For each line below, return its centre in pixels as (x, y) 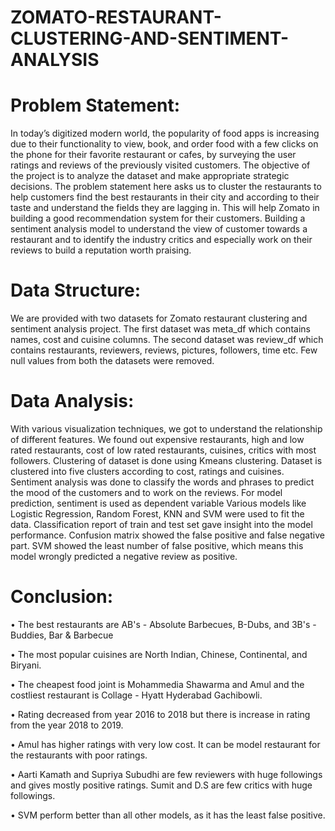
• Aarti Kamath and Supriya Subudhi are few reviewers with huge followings (166, 774)
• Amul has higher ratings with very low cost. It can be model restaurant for (165, 744)
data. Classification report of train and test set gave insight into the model (161, 524)
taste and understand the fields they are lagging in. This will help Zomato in (165, 208)
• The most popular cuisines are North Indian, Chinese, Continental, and (159, 654)
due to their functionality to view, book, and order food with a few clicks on (164, 144)
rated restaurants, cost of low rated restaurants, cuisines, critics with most (163, 450)
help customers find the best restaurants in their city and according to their (165, 197)
